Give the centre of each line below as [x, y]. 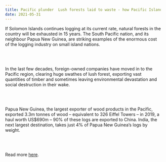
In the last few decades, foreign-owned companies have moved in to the [79, 69]
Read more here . [22, 155]
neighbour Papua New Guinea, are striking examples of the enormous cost [81, 39]
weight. [13, 130]
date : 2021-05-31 [23, 14]
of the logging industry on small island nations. [53, 44]
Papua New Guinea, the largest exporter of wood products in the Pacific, [79, 109]
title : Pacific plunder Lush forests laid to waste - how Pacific [76, 10]
